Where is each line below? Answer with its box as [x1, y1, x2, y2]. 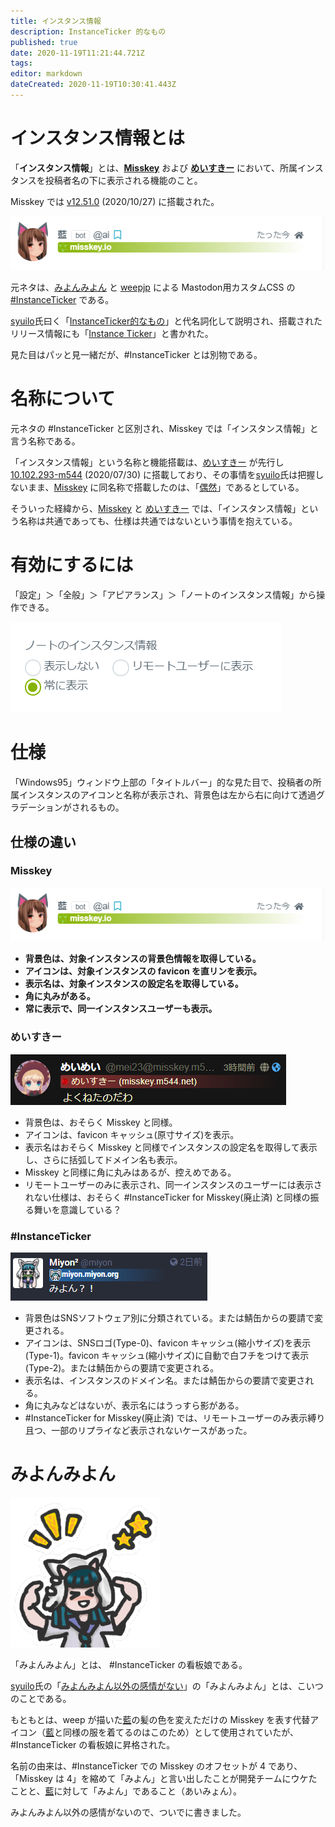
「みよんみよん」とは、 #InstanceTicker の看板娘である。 [10, 1658, 248, 1670]
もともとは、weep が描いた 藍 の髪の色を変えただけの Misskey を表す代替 [10, 1713, 311, 1725]
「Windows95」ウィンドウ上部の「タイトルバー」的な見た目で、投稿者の [10, 776, 313, 789]
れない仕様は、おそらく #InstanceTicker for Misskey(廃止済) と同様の [24, 1191, 311, 1203]
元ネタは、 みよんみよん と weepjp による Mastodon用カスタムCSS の [10, 281, 296, 294]
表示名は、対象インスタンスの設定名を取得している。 [24, 978, 244, 990]
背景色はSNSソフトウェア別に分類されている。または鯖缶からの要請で [24, 1311, 315, 1324]
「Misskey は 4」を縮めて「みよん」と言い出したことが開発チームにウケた [10, 1772, 318, 1784]
